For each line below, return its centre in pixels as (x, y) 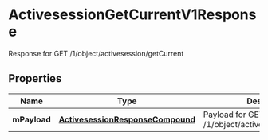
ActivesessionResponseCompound (127, 119)
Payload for (225, 115)
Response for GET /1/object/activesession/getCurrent (96, 53)
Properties (35, 78)
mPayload (32, 119)
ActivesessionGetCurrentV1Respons (132, 15)
